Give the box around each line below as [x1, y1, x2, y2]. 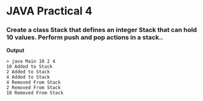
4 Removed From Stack [6, 79, 61, 85]
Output [6, 47, 25, 54]
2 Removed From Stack [6, 85, 61, 91]
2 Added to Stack [6, 69, 50, 75]
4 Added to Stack [6, 74, 50, 81]
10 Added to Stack [6, 64, 53, 70]
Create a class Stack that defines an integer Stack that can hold [6, 26, 197, 34]
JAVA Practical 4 [6, 4, 93, 18]
